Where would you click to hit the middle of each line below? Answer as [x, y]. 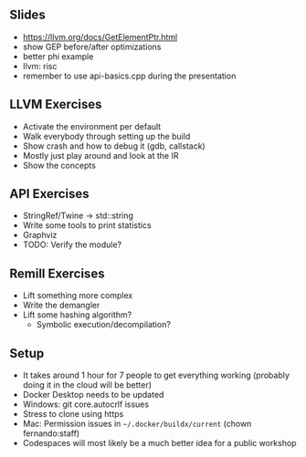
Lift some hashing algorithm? [77, 315]
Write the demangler [61, 306]
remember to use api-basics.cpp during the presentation [129, 76]
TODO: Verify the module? [72, 244]
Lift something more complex [78, 296]
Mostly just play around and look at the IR [100, 155]
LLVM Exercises [56, 104]
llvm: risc [40, 66]
